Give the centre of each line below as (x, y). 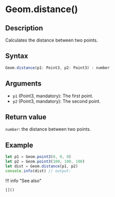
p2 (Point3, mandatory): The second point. (56, 101)
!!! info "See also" (23, 180)
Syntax (17, 56)
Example (19, 145)
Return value (26, 117)
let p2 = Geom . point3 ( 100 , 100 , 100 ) (45, 162)
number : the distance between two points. (48, 129)
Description (24, 28)
